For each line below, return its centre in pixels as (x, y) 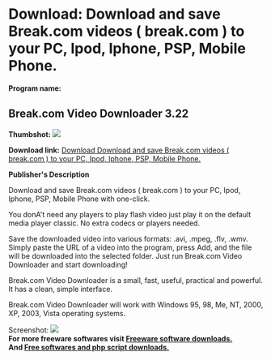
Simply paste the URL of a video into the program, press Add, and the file (130, 247)
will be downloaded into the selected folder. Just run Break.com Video (125, 255)
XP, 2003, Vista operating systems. (67, 313)
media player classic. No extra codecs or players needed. (104, 223)
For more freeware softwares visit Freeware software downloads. (121, 338)
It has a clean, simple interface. (61, 289)
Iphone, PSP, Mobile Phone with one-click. (79, 199)
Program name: (35, 88)
